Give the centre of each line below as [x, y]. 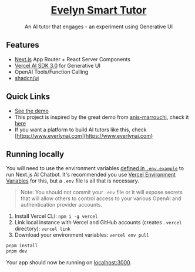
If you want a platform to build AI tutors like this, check [80, 130]
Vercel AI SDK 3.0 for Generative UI [58, 65]
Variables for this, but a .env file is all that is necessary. [73, 181]
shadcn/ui [27, 78]
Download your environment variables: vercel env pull [82, 235]
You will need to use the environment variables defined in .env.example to [95, 168]
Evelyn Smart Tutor [99, 10]
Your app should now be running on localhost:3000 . [69, 263]
